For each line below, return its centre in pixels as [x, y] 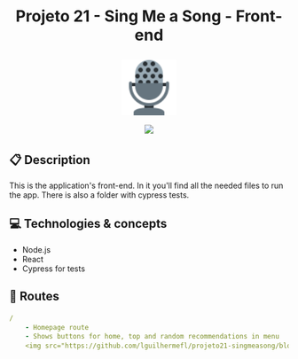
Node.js [36, 249]
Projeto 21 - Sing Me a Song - [124, 16]
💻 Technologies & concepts [88, 224]
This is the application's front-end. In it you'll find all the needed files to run [146, 185]
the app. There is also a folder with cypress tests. [99, 195]
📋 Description [50, 160]
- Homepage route [57, 327]
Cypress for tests [54, 269]
